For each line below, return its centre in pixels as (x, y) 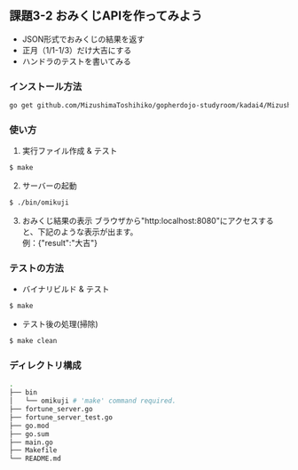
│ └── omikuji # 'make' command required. (93, 401)
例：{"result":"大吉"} (59, 243)
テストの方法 (37, 267)
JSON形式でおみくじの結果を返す (83, 39)
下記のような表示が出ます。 (88, 232)
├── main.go (31, 442)
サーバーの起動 (49, 186)
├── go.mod (29, 426)
